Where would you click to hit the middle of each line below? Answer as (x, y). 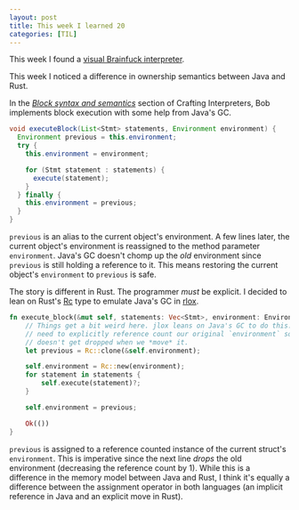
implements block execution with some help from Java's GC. (120, 113)
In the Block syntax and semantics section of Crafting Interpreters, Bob (140, 103)
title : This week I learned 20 (67, 26)
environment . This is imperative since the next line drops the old (125, 458)
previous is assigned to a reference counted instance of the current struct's (148, 449)
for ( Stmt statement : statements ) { (95, 170)
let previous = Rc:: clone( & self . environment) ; (113, 351)
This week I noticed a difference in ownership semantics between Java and (148, 77)
